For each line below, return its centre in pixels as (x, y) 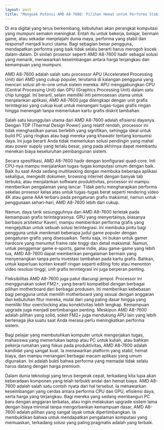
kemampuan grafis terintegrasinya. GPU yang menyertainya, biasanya (75, 217)
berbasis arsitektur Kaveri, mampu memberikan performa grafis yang (74, 222)
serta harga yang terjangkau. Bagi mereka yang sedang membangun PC (78, 396)
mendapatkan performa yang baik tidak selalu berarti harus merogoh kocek (81, 49)
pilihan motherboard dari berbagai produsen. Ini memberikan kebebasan (78, 289)
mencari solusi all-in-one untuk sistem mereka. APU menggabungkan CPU (80, 84)
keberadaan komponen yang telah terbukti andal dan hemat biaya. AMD (77, 381)
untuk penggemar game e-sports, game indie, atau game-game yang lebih (80, 248)
